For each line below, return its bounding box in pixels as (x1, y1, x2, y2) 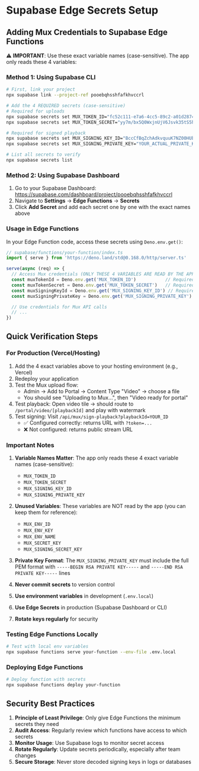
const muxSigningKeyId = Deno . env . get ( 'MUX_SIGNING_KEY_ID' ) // (11, 288, 174, 294)
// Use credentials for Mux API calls (11, 304, 108, 310)
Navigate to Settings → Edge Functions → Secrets (14, 197, 140, 204)
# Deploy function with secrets (6, 676, 86, 683)
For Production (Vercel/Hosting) (6, 349, 101, 357)
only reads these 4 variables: (6, 59, 77, 65)
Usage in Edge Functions (6, 224, 79, 233)
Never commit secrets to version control (14, 581, 115, 588)
